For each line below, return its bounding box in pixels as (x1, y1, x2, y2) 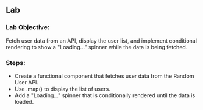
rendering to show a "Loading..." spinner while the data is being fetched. (5, 43, 188, 50)
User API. (14, 78, 39, 86)
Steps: (5, 58, 26, 67)
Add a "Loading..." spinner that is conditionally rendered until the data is (14, 91, 196, 99)
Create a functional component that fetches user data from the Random (14, 72, 194, 80)
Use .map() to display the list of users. (14, 85, 110, 92)
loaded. (14, 98, 34, 105)
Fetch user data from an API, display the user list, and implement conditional (5, 36, 198, 44)
